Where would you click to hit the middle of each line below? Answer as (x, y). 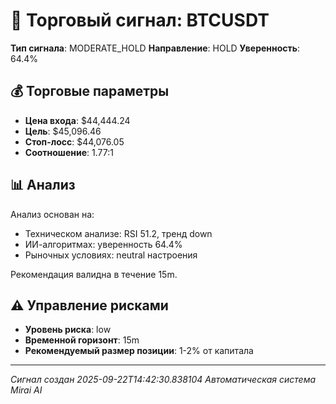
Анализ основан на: (52, 214)
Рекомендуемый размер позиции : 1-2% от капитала (139, 351)
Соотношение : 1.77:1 (69, 152)
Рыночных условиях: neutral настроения (111, 255)
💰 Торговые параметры (90, 91)
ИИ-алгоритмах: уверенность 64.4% (103, 244)
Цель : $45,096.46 (63, 131)
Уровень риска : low (68, 330)
